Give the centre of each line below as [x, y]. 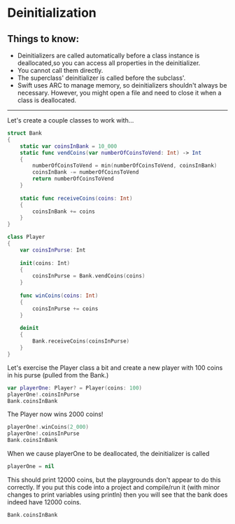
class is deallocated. [47, 100]
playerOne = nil [31, 467]
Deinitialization [52, 13]
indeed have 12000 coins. [44, 502]
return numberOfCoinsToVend [73, 179]
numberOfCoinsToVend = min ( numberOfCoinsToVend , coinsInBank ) [125, 166]
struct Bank [24, 133]
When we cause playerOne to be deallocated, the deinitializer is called [108, 454]
